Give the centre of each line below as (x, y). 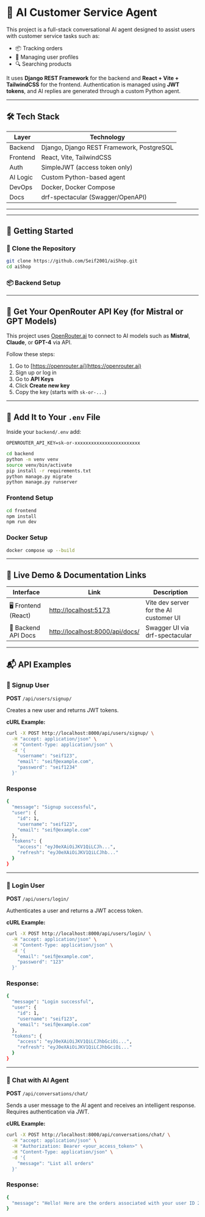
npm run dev (21, 522)
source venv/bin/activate (39, 465)
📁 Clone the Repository (41, 248)
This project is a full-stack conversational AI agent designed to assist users (101, 29)
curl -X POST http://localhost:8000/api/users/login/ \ (79, 934)
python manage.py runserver (42, 482)
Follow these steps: (31, 354)
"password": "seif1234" (48, 767)
